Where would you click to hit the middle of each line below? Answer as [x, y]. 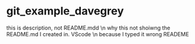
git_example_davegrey [65, 11]
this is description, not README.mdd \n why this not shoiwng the [88, 28]
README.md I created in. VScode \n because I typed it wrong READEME [98, 34]
